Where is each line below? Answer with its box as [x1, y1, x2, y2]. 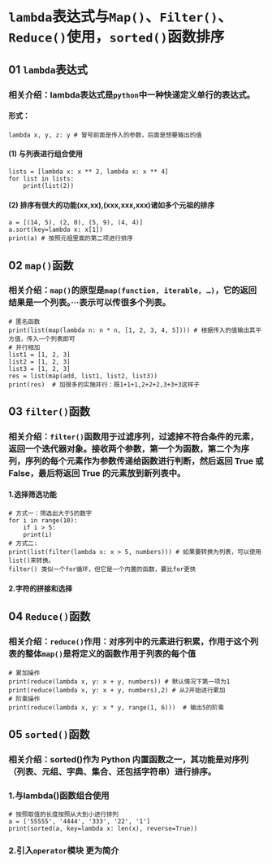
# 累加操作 [8, 669, 41, 677]
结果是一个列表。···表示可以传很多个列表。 [8, 297, 171, 308]
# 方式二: [8, 539, 38, 548]
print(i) [23, 530, 53, 539]
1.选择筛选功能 [8, 489, 57, 499]
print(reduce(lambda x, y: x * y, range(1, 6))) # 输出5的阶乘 [8, 703, 225, 712]
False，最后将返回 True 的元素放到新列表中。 [8, 468, 186, 479]
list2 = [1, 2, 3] [8, 357, 71, 366]
